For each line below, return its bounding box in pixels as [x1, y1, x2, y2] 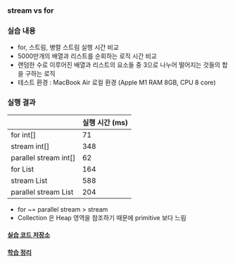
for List [11, 164, 34, 174]
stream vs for [7, 6, 54, 15]
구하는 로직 [25, 70, 56, 78]
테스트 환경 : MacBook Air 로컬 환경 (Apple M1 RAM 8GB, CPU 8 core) [17, 78, 216, 86]
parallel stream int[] [11, 153, 76, 162]
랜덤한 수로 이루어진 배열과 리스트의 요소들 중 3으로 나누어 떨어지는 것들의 [17, 60, 220, 69]
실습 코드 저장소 [7, 231, 51, 239]
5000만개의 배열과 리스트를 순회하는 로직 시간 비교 [17, 52, 157, 60]
